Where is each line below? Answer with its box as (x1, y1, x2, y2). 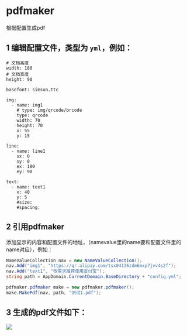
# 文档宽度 (6, 71, 29, 77)
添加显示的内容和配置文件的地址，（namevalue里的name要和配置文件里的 (6, 238, 182, 245)
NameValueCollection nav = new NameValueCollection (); (6, 258, 143, 263)
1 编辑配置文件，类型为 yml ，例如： (6, 43, 133, 53)
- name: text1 (11, 184, 46, 190)
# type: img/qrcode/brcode (16, 107, 82, 113)
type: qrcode (16, 112, 49, 118)
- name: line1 (11, 148, 46, 154)
